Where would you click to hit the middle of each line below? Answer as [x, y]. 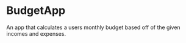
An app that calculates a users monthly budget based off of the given [94, 27]
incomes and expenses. [36, 33]
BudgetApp [36, 11]
